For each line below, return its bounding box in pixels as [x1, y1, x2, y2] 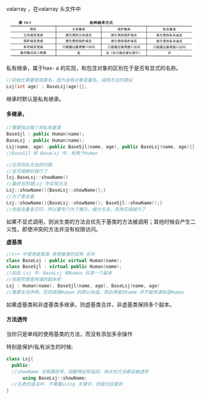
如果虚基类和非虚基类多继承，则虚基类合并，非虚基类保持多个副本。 [6, 301, 175, 308]
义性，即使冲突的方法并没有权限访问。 [6, 225, 101, 233]
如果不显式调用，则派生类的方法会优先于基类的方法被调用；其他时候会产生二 [6, 218, 196, 225]
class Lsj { [6, 356, 34, 362]
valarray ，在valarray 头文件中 [6, 5, 81, 12]
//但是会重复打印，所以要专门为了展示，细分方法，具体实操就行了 [6, 206, 146, 212]
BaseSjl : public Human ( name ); [6, 131, 85, 137]
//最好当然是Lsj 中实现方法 [6, 181, 67, 187]
